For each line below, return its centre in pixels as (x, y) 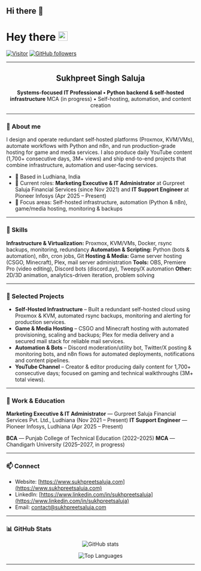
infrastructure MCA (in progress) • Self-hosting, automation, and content (100, 99)
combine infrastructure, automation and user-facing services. (82, 165)
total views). (30, 380)
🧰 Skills (17, 230)
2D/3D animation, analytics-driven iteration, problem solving (80, 275)
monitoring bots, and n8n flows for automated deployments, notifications (105, 354)
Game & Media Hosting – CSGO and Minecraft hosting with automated (102, 329)
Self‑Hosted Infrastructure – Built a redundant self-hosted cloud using (102, 310)
